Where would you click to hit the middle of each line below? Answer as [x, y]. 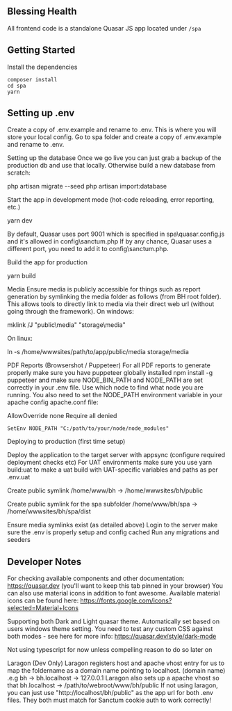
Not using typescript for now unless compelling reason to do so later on [110, 650]
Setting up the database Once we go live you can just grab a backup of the [114, 158]
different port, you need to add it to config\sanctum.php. [88, 249]
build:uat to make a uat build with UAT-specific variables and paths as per [113, 470]
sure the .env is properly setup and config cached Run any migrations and [113, 532]
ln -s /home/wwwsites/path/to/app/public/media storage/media [98, 352]
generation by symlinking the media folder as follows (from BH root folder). [114, 297]
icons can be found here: [43, 600]
